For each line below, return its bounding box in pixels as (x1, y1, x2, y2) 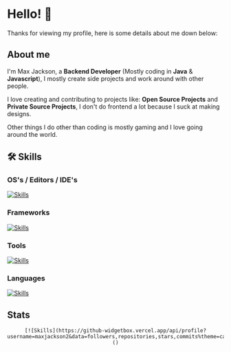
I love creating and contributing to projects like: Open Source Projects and (7, 95, 219, 103)
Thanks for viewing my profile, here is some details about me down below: (7, 29, 218, 37)
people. (7, 82, 29, 90)
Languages (7, 273, 46, 283)
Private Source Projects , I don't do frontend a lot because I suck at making (7, 102, 220, 111)
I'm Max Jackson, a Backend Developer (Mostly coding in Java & (7, 67, 193, 75)
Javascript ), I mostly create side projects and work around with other (7, 74, 204, 82)
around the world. (7, 130, 58, 138)
